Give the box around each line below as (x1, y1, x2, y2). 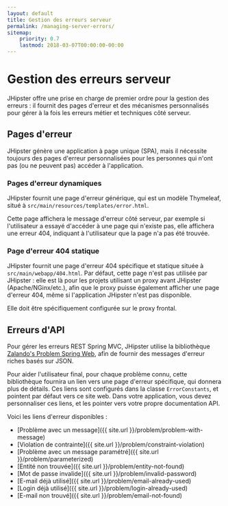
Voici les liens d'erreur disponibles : (7, 413, 107, 421)
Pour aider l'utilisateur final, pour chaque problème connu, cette (7, 370, 188, 378)
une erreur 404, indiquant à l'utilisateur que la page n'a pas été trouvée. (7, 229, 210, 237)
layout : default (7, 10, 53, 17)
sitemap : (7, 29, 32, 36)
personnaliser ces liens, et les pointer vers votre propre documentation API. (7, 399, 220, 408)
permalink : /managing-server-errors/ (7, 23, 115, 29)
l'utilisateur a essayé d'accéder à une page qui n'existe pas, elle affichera (7, 222, 214, 230)
